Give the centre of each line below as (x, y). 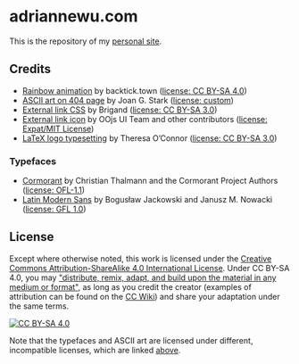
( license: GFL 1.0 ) (54, 209)
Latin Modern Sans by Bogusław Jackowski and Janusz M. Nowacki (147, 200)
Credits (30, 69)
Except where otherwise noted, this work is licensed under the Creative (141, 258)
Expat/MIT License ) (58, 128)
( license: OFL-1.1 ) (54, 190)
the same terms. (39, 306)
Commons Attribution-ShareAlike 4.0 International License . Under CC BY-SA (149, 268)
